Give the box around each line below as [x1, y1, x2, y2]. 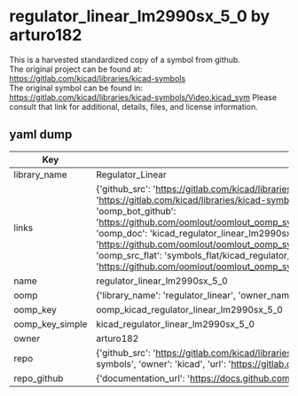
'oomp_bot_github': [96, 205, 176, 217]
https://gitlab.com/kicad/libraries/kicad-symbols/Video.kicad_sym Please [9, 91, 278, 103]
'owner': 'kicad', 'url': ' [138, 357, 231, 369]
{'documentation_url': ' [96, 372, 191, 384]
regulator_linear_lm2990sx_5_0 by [9, 6, 271, 27]
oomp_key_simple [13, 317, 88, 330]
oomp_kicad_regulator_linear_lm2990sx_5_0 [96, 303, 284, 315]
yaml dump [9, 127, 73, 143]
